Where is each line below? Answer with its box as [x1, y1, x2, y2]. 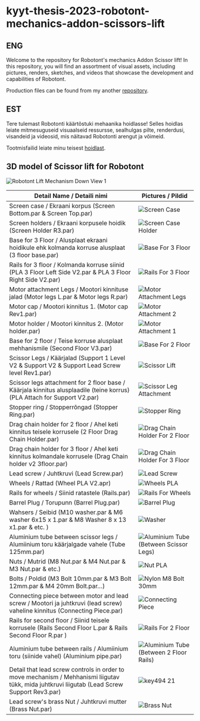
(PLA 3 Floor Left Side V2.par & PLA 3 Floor [9, 268, 131, 276]
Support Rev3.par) [9, 688, 61, 696]
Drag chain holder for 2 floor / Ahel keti [9, 420, 118, 428]
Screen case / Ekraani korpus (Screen [9, 202, 115, 210]
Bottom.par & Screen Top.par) [9, 209, 93, 217]
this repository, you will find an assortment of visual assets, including [6, 63, 176, 70]
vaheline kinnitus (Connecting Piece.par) [9, 606, 123, 615]
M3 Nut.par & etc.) [9, 565, 61, 573]
